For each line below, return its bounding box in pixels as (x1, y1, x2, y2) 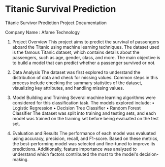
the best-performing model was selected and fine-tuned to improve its (12, 140, 156, 146)
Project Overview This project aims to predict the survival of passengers (12, 38, 159, 45)
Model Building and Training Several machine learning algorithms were (12, 95, 156, 100)
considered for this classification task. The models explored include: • (12, 100, 155, 105)
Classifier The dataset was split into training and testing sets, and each (12, 110, 156, 116)
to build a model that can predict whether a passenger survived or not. (12, 60, 156, 66)
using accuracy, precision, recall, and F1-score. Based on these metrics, (12, 135, 159, 141)
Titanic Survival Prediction (5, 3, 116, 15)
